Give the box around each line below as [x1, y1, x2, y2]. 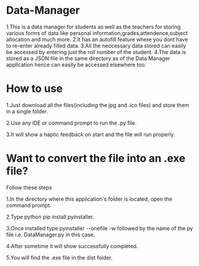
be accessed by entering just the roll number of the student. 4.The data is [6, 48, 186, 55]
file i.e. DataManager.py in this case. [6, 231, 95, 238]
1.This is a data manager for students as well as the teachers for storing [6, 23, 181, 30]
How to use [6, 82, 63, 96]
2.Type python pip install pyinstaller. [6, 213, 94, 220]
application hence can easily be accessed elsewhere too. [6, 61, 147, 68]
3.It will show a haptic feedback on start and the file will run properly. [6, 131, 175, 138]
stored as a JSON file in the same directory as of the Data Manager [6, 55, 170, 62]
